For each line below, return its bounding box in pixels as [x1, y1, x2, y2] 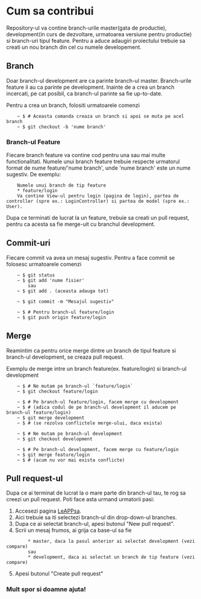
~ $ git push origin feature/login [17, 314, 107, 321]
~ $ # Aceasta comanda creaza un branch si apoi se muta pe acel [17, 113, 185, 119]
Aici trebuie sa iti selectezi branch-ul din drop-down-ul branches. [14, 514, 178, 521]
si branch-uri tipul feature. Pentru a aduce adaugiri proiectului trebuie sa [6, 37, 185, 44]
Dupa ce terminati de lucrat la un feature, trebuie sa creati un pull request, [6, 214, 190, 222]
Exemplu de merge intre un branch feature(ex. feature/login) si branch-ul [6, 365, 187, 372]
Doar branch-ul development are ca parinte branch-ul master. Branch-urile [6, 77, 191, 84]
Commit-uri [6, 238, 51, 248]
